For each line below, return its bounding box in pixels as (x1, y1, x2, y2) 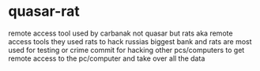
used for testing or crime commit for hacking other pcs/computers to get (8, 45, 245, 54)
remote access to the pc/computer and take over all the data (8, 54, 205, 63)
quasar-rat (8, 2, 81, 21)
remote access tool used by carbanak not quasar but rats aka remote (8, 28, 233, 38)
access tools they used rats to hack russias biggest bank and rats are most (8, 36, 252, 46)
